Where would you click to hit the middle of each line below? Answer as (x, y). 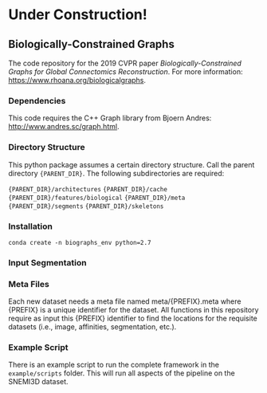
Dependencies (37, 100)
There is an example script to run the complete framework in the (114, 365)
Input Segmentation (48, 262)
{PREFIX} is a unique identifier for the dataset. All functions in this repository (133, 310)
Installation (31, 226)
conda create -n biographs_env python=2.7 (80, 242)
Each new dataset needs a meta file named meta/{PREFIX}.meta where (125, 301)
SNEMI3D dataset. (39, 382)
